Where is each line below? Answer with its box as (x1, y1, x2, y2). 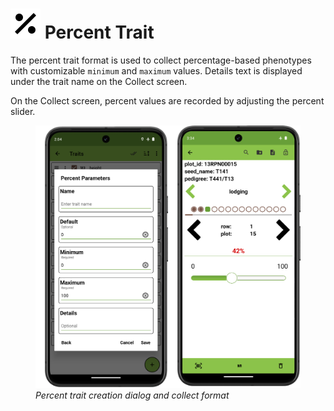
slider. (10, 105, 36, 117)
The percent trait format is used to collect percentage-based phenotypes (10, 54, 312, 66)
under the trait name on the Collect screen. (10, 75, 188, 87)
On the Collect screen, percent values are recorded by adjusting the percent (10, 94, 325, 107)
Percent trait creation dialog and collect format (35, 389, 230, 402)
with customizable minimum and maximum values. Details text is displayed (10, 64, 303, 77)
